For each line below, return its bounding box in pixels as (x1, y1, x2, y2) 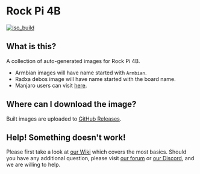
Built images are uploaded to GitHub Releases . (6, 115, 122, 122)
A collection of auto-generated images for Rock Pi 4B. (6, 57, 140, 64)
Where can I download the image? (6, 99, 137, 109)
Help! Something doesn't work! (6, 132, 126, 142)
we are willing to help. (6, 161, 61, 169)
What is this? (6, 41, 57, 52)
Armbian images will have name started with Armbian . (14, 69, 147, 76)
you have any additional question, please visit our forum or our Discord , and (6, 155, 195, 162)
